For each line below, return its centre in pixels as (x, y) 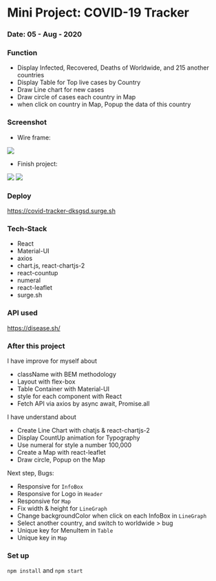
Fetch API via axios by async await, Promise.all (83, 403)
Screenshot (27, 122)
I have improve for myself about (52, 361)
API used (22, 313)
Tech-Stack (27, 228)
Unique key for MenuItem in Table (65, 530)
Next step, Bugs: (31, 473)
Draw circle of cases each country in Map (76, 97)
